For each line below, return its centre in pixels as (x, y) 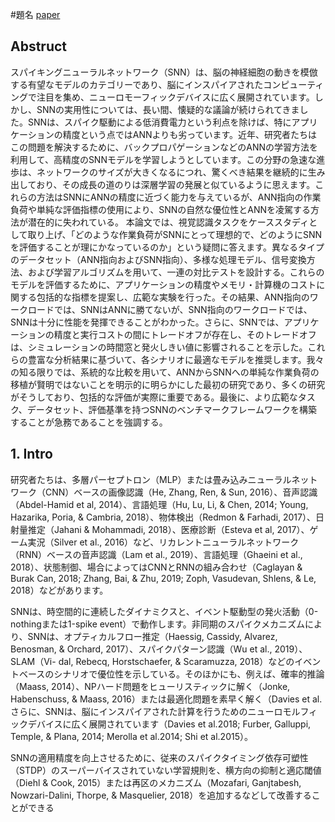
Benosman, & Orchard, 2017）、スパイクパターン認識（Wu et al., (141, 649)
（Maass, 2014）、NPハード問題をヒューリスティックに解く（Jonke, (150, 686)
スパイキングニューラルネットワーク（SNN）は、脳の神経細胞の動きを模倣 (164, 72)
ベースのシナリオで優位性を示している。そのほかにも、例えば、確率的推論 (171, 674)
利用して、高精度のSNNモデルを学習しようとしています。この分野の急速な (163, 159)
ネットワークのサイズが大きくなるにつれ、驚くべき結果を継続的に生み (181, 172)
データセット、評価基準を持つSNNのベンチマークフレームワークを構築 (172, 409)
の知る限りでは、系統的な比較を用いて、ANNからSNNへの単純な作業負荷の (165, 372)
